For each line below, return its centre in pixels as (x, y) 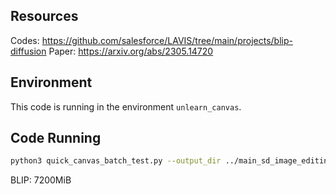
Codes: (25, 40)
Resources (44, 16)
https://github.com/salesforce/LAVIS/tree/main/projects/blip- (167, 40)
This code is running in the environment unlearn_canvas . (126, 106)
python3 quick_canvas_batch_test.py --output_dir (116, 161)
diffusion (28, 51)
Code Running (56, 138)
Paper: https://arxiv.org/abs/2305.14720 (131, 51)
